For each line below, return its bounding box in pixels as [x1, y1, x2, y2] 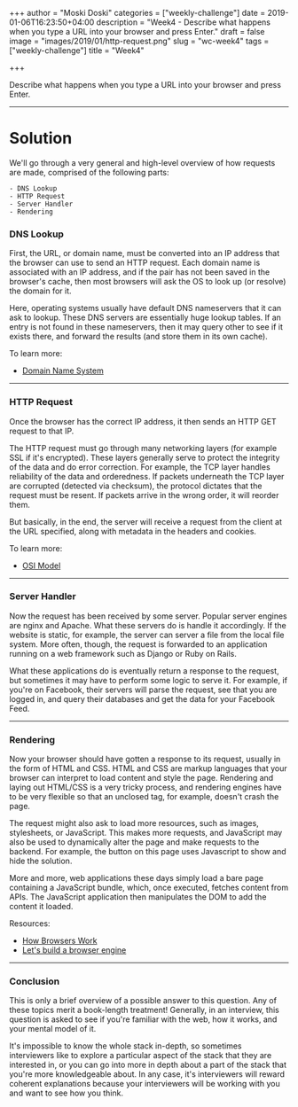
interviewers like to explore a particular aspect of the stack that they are [9, 1050, 272, 1061]
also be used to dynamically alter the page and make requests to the [9, 837, 260, 847]
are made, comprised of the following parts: [9, 167, 170, 177]
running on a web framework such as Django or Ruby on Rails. [9, 648, 237, 659]
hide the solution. [9, 855, 73, 867]
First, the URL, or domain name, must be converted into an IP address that [9, 248, 280, 259]
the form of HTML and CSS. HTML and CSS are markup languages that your [9, 763, 287, 774]
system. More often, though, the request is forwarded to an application [9, 638, 268, 650]
